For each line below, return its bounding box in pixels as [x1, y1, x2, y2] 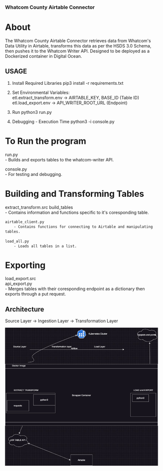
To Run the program [5, 135, 86, 146]
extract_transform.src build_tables [5, 204, 73, 210]
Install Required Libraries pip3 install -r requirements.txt [12, 80, 124, 86]
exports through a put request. [5, 291, 66, 297]
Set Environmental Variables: [12, 89, 70, 95]
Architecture [5, 305, 45, 314]
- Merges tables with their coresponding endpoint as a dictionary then [5, 286, 145, 292]
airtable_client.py [5, 220, 45, 224]
